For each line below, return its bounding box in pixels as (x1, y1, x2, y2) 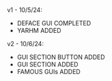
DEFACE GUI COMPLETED (16, 19, 92, 27)
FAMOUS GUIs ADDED (16, 68, 81, 76)
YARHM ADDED (16, 27, 61, 34)
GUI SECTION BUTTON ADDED (16, 53, 105, 61)
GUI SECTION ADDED (16, 60, 79, 68)
